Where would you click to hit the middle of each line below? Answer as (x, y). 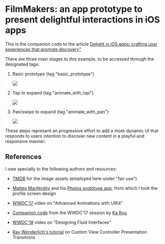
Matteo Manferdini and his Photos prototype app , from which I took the (85, 188)
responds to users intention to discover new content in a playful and (75, 136)
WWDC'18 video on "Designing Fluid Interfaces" (62, 222)
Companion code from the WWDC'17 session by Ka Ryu (70, 213)
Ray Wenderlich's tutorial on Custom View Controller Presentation (80, 232)
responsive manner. (25, 141)
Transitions (24, 237)
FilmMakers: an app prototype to (74, 9)
